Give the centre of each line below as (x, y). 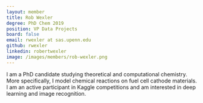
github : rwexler (27, 46)
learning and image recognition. (46, 93)
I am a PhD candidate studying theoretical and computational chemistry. (97, 74)
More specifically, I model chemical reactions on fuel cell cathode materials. (101, 81)
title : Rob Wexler (30, 18)
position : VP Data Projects (42, 29)
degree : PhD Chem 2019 (35, 23)
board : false (23, 35)
